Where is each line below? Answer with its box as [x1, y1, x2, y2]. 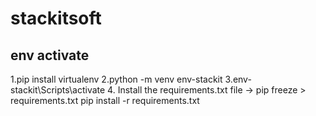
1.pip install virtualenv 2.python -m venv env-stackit [10, 73, 223, 85]
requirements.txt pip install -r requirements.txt [10, 95, 200, 106]
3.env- [224, 73, 252, 85]
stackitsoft [10, 7, 102, 30]
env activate [10, 47, 90, 64]
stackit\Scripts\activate [10, 84, 106, 96]
